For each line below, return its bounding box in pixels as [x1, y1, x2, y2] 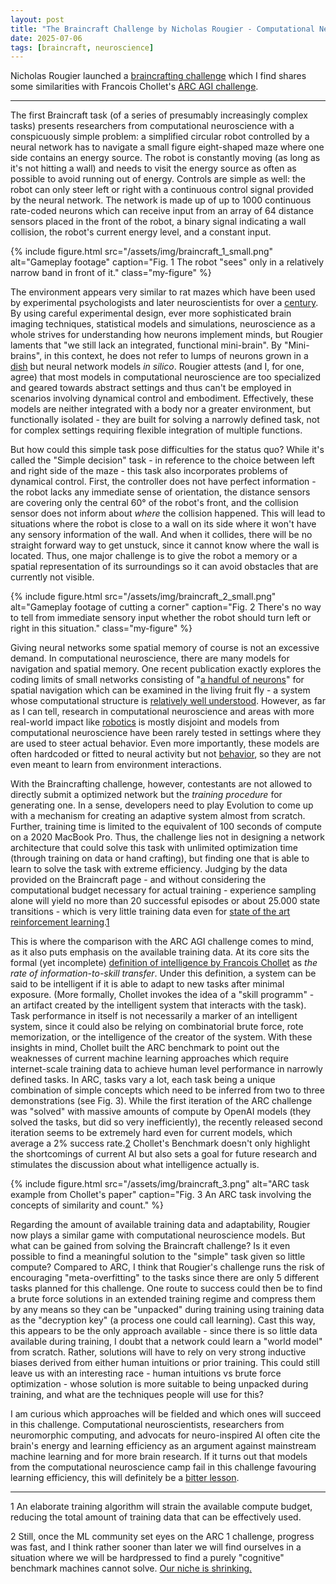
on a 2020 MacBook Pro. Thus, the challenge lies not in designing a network [10, 831, 325, 843]
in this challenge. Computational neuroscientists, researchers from [10, 1419, 285, 1431]
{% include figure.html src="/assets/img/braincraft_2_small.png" [10, 591, 277, 603]
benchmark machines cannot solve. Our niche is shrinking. [10, 1562, 253, 1575]
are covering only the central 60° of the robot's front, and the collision [10, 497, 299, 509]
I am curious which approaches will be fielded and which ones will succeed [10, 1408, 322, 1420]
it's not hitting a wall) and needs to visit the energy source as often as [10, 162, 297, 175]
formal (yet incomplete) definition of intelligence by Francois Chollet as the [10, 957, 318, 969]
